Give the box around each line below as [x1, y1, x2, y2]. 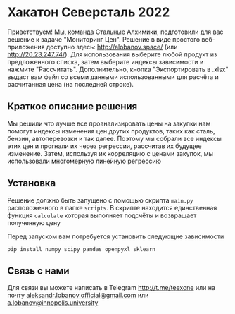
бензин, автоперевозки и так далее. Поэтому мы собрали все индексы [7, 134, 222, 143]
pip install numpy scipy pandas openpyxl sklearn [7, 246, 156, 253]
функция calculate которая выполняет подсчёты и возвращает [7, 211, 197, 219]
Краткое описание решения [7, 100, 138, 113]
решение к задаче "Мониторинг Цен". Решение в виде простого [7, 35, 201, 43]
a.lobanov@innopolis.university [7, 298, 99, 307]
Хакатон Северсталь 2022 [7, 4, 170, 20]
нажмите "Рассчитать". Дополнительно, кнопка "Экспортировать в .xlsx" [7, 65, 229, 73]
